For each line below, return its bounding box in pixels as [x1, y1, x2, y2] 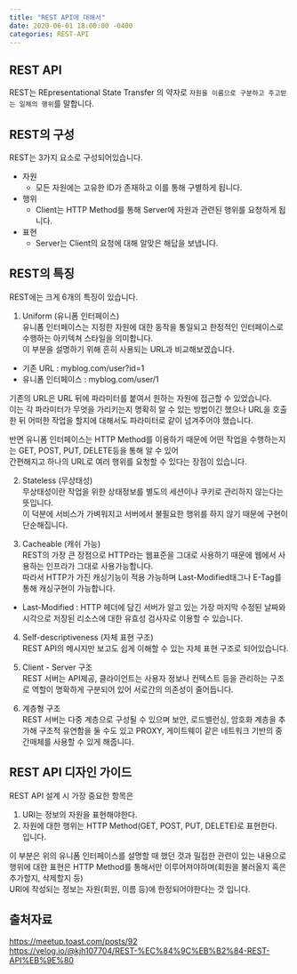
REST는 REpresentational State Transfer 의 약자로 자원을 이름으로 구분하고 [9, 87, 265, 98]
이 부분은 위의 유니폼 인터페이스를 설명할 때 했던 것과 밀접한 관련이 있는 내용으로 [9, 850, 287, 861]
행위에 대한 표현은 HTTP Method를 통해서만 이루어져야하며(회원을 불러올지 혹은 [9, 861, 287, 872]
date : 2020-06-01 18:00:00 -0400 [9, 21, 133, 30]
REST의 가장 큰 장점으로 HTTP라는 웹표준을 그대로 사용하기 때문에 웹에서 [21, 549, 277, 560]
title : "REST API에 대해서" [9, 12, 106, 22]
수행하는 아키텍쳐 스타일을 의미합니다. [21, 333, 154, 343]
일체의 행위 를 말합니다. [19, 99, 95, 109]
